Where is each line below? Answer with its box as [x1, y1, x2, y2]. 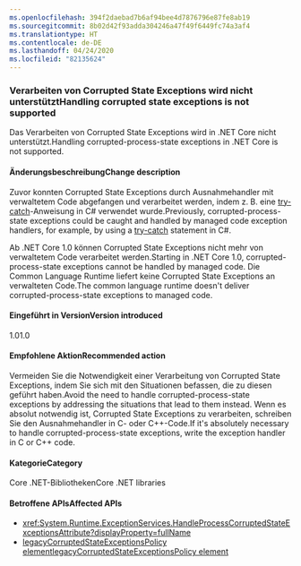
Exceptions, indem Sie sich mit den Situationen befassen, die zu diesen [9, 380, 272, 390]
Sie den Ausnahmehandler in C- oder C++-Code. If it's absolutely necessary [9, 417, 289, 428]
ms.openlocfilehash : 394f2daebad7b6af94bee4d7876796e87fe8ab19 [9, 13, 251, 22]
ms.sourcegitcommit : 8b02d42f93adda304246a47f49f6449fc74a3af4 [9, 21, 251, 30]
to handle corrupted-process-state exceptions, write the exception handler [9, 427, 286, 438]
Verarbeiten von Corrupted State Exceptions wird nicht [9, 84, 254, 97]
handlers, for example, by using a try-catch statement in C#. [9, 225, 231, 236]
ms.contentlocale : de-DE [9, 38, 102, 47]
